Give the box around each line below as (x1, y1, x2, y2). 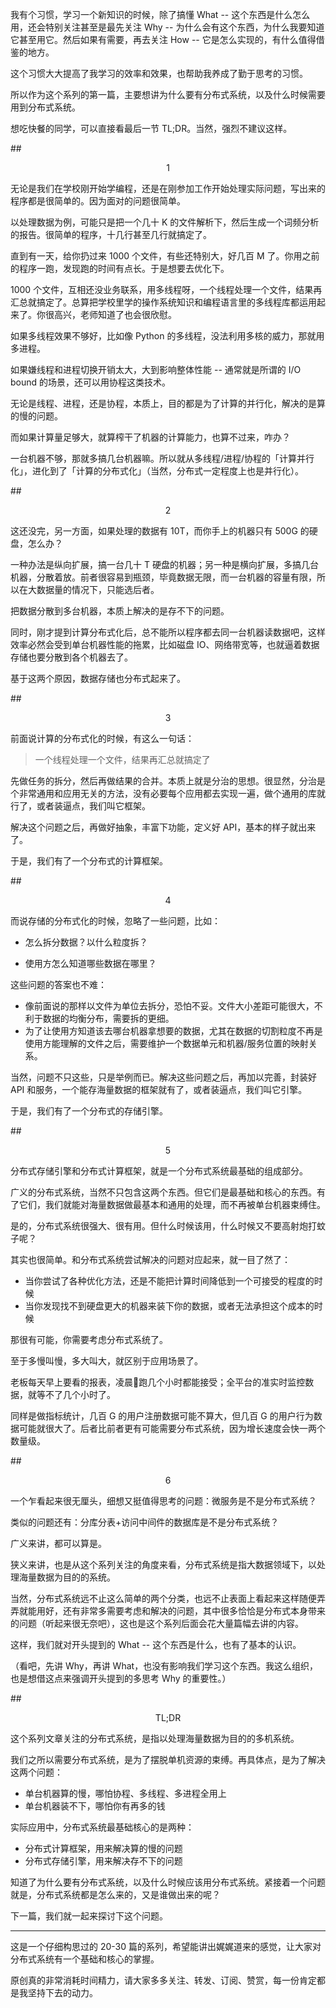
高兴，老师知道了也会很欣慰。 (53, 309, 177, 320)
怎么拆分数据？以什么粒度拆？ (24, 936, 148, 948)
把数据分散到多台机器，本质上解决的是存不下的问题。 (10, 605, 230, 617)
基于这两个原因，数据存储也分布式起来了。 (10, 673, 186, 684)
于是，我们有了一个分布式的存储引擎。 (10, 1105, 168, 1117)
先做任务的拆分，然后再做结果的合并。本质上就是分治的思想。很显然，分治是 (10, 775, 326, 787)
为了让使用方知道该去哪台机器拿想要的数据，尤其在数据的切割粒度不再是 (24, 1025, 323, 1037)
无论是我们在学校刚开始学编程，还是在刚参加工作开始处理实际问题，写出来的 (10, 183, 326, 194)
